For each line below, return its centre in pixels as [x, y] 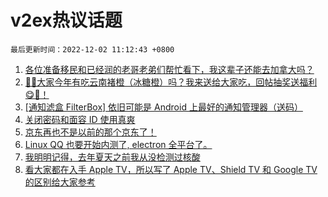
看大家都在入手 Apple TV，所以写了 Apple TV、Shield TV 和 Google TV [171, 169]
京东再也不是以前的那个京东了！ [90, 132]
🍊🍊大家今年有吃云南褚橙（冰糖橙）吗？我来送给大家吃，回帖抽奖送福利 [171, 82]
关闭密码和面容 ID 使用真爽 [80, 119]
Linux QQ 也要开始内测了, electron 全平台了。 [118, 144]
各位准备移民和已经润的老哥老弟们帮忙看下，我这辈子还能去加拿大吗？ [169, 69]
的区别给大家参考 [60, 182]
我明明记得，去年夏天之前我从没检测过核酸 [112, 157]
